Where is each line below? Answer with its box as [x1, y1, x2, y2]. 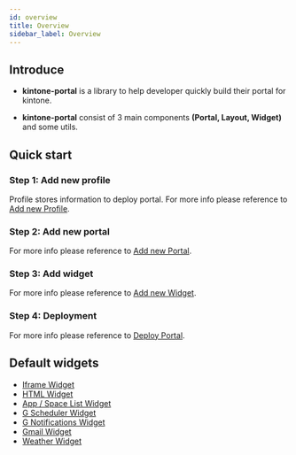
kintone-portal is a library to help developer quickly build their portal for [21, 86, 286, 96]
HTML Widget [21, 389, 74, 399]
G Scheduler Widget [21, 407, 97, 418]
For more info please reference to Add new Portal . [9, 245, 192, 257]
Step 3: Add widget [9, 267, 94, 280]
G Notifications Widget [21, 417, 105, 428]
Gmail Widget [21, 426, 73, 436]
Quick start [9, 147, 73, 162]
